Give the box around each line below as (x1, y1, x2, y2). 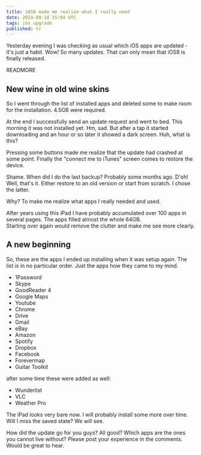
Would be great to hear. (6, 442, 65, 449)
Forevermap (14, 356, 45, 364)
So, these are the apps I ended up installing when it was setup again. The (6, 255, 187, 262)
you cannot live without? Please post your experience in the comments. (6, 435, 183, 442)
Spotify (14, 338, 33, 345)
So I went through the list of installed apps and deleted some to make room (6, 100, 192, 107)
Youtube (14, 299, 36, 306)
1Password (14, 273, 42, 280)
